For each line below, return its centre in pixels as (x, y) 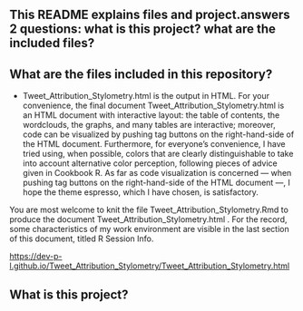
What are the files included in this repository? (141, 74)
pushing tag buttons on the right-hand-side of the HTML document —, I (156, 183)
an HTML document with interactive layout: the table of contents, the (151, 115)
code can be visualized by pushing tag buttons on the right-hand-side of (158, 134)
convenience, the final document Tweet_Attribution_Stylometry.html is (153, 106)
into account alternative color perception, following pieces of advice (150, 163)
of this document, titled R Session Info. (82, 238)
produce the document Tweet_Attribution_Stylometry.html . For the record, (148, 219)
